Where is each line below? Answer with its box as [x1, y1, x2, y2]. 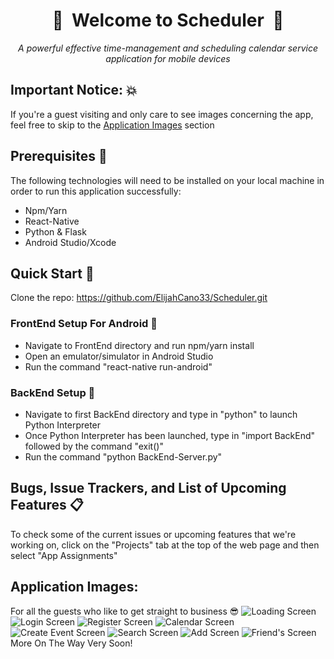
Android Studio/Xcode [24, 236, 117, 248]
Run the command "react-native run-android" [24, 360, 213, 373]
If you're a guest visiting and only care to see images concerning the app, [10, 108, 314, 120]
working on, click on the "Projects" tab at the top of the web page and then [10, 539, 320, 551]
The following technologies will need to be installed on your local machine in [10, 174, 325, 186]
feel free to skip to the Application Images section [10, 119, 215, 131]
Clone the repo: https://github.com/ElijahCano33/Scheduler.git [10, 292, 268, 304]
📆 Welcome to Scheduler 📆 [51, 9, 285, 32]
